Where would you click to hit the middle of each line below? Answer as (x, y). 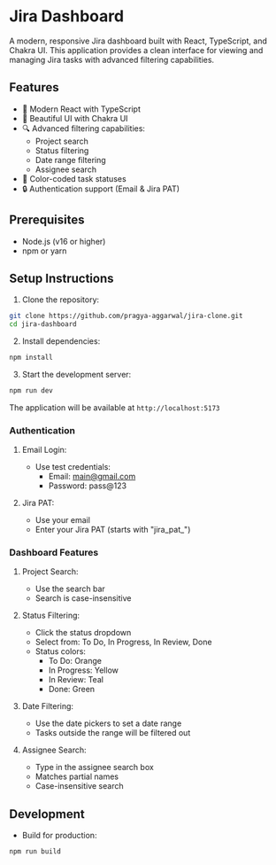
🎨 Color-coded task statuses (74, 178)
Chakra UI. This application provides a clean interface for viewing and (136, 50)
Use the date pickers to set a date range (108, 723)
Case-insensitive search (79, 786)
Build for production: (59, 836)
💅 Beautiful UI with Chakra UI (75, 118)
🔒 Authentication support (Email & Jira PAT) (100, 189)
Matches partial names (77, 776)
